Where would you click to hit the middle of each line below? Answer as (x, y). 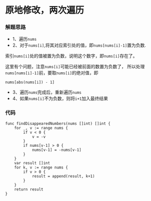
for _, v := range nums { (41, 128)
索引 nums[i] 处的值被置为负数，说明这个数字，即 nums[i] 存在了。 (71, 56)
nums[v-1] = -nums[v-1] (56, 150)
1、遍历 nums (24, 39)
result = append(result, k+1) (63, 176)
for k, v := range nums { (41, 167)
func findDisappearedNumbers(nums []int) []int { (58, 123)
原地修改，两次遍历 (45, 10)
